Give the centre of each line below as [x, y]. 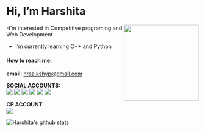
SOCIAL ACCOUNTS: [34, 86]
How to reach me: [29, 60]
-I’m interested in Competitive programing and [64, 28]
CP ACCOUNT [24, 105]
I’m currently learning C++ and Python [63, 46]
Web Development [30, 34]
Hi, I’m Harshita [46, 11]
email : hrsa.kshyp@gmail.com [44, 74]
